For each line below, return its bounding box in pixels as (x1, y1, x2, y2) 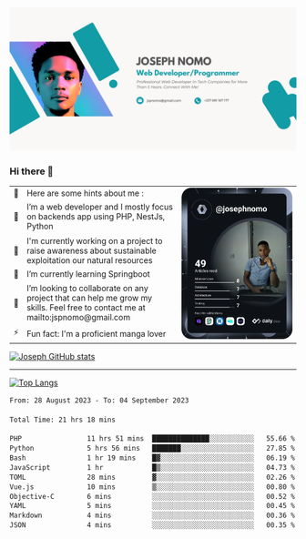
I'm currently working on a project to (26, 235, 163, 246)
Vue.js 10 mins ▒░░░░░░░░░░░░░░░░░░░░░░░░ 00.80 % (9, 482, 296, 492)
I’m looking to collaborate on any (26, 283, 148, 294)
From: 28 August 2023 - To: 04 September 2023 (9, 395, 189, 405)
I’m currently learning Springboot (26, 269, 150, 280)
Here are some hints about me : (26, 188, 144, 198)
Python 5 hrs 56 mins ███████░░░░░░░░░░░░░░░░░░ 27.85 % (9, 444, 296, 453)
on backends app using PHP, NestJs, (26, 211, 166, 222)
